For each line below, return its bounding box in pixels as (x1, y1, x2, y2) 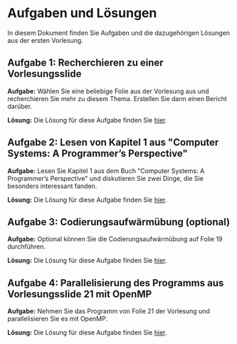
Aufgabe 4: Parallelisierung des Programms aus (7, 276, 224, 289)
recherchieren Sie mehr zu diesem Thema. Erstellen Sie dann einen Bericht (7, 94, 228, 103)
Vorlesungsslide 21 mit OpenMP (7, 288, 152, 300)
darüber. (7, 102, 33, 110)
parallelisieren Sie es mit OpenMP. (7, 315, 108, 323)
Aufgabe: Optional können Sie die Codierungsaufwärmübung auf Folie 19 (7, 235, 223, 244)
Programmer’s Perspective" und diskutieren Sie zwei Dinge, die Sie (7, 174, 204, 182)
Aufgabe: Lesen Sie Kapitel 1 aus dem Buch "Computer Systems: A (7, 166, 205, 175)
